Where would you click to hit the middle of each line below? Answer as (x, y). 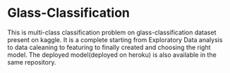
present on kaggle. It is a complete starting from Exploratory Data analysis (115, 39)
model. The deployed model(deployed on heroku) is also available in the (112, 55)
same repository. (32, 62)
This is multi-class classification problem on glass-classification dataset (112, 32)
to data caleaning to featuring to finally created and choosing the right (109, 47)
